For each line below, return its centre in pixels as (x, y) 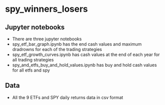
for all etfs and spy (31, 70)
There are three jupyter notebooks (47, 39)
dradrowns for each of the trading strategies (57, 49)
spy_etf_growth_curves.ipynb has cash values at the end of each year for (86, 54)
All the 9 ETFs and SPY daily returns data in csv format (68, 97)
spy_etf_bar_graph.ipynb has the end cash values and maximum (77, 44)
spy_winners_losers (47, 9)
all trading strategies (33, 60)
